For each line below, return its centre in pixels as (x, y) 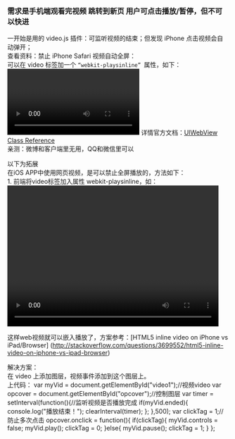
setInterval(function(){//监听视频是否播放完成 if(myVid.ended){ (98, 402)
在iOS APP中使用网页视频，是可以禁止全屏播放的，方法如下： (96, 173)
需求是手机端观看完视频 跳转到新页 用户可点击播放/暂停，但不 (112, 11)
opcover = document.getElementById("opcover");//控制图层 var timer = (110, 394)
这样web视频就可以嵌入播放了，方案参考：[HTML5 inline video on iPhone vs (118, 338)
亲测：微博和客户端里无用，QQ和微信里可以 (71, 149)
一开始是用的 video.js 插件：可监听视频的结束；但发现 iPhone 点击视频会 (112, 38)
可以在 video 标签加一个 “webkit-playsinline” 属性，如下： (94, 65)
